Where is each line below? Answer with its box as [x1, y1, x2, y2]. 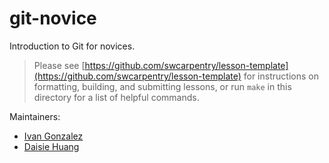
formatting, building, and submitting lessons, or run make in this [33, 80, 292, 92]
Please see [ [33, 59, 86, 71]
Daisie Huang [23, 140, 80, 152]
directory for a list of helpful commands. [33, 91, 200, 103]
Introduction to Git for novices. [9, 40, 136, 52]
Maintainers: [9, 110, 61, 122]
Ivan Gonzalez [23, 130, 84, 142]
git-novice [9, 7, 97, 30]
